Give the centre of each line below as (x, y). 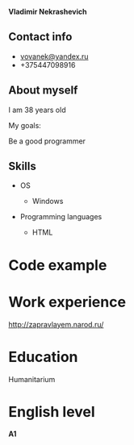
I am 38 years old (37, 110)
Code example (58, 265)
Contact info (40, 37)
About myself (43, 91)
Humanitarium (32, 379)
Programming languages (61, 217)
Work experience (67, 302)
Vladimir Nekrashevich (48, 12)
